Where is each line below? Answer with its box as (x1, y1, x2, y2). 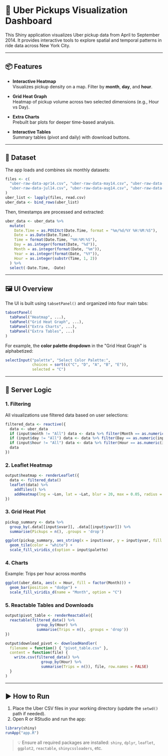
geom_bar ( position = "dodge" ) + (9, 585, 77, 590)
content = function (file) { (9, 650, 68, 655)
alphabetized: (5, 348, 33, 354)
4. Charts (5, 559, 28, 566)
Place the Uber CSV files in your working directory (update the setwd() (12, 705, 158, 711)
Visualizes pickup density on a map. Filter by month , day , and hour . (12, 83, 152, 89)
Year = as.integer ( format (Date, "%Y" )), (14, 251, 99, 256)
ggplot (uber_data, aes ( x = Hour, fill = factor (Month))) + (5, 580, 131, 586)
